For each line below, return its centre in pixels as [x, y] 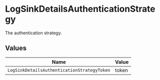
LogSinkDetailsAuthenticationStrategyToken [59, 70]
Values [16, 48]
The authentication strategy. [34, 33]
